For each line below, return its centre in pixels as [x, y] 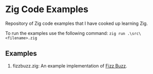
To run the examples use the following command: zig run [65, 33]
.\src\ [134, 33]
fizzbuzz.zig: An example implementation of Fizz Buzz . [70, 66]
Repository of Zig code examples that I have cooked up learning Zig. [76, 23]
